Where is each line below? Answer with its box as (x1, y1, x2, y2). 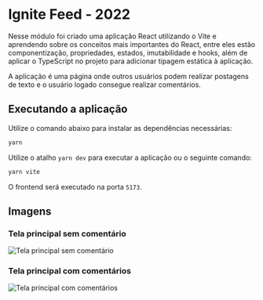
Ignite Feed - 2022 (8, 5, 131, 23)
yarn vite (8, 168, 41, 175)
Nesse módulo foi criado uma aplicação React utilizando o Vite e (8, 31, 217, 41)
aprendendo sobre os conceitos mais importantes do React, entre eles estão (8, 39, 256, 49)
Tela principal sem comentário (8, 228, 127, 239)
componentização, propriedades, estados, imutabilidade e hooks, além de (8, 48, 248, 57)
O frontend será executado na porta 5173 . (8, 182, 143, 191)
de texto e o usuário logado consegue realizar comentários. (8, 80, 202, 89)
